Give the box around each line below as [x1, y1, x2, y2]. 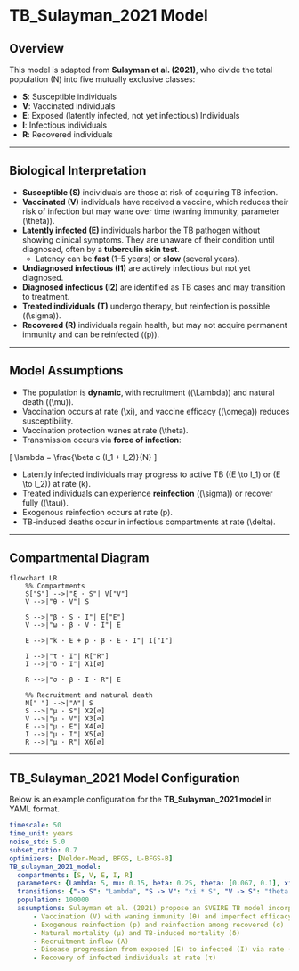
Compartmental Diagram [9, 550, 149, 566]
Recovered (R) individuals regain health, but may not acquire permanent [21, 319, 287, 330]
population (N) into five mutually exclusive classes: [9, 74, 196, 85]
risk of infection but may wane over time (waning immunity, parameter [21, 206, 280, 217]
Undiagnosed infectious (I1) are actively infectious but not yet [21, 262, 251, 273]
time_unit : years [9, 829, 74, 838]
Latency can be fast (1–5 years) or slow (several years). [35, 253, 240, 264]
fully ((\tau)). [21, 497, 69, 508]
